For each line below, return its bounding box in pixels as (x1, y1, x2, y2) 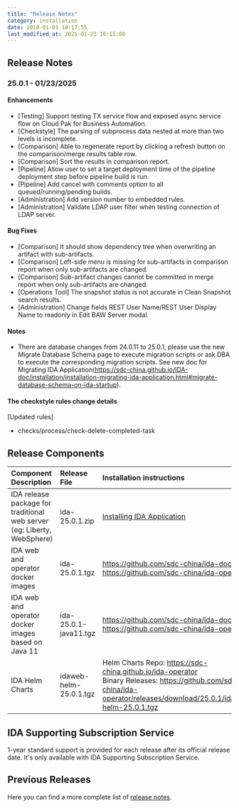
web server (11, 516, 49, 526)
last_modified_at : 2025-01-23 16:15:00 (7, 30, 126, 38)
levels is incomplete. (17, 134, 78, 143)
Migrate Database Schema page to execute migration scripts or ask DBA (17, 350, 230, 359)
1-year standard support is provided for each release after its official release (7, 746, 230, 754)
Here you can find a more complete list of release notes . (7, 792, 172, 801)
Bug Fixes (7, 226, 38, 235)
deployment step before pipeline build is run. (17, 172, 149, 180)
